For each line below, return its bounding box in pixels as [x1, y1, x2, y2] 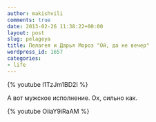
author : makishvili [7, 10, 64, 17]
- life [7, 61, 26, 68]
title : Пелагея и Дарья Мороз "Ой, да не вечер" [7, 42, 150, 49]
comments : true [7, 17, 51, 23]
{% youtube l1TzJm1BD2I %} [7, 80, 88, 88]
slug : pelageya [7, 36, 51, 43]
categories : [7, 55, 41, 62]
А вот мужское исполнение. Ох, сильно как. [7, 94, 138, 102]
